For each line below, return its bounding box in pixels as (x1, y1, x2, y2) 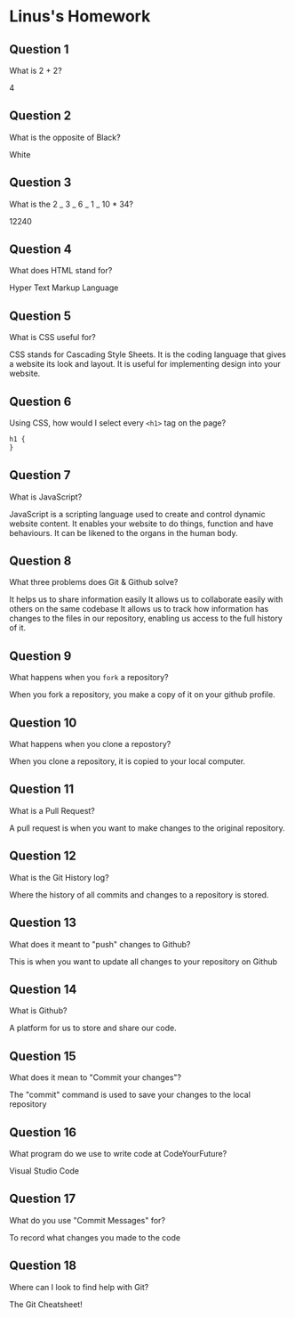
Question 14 (9, 981, 77, 996)
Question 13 (9, 915, 77, 931)
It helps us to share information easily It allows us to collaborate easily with (9, 594, 283, 605)
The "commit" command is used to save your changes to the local (9, 1089, 251, 1101)
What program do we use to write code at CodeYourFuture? (9, 1148, 227, 1158)
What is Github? (9, 1005, 68, 1016)
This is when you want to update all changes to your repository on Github (9, 955, 278, 967)
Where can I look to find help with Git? (9, 1281, 149, 1292)
